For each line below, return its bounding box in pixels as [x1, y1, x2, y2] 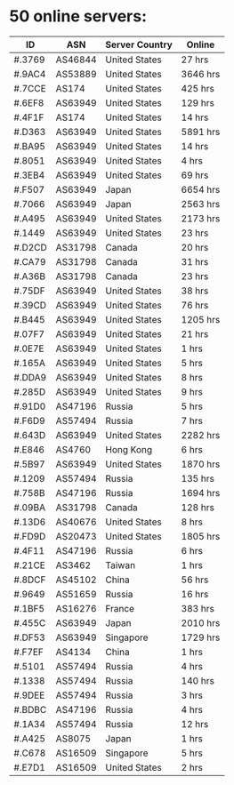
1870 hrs [181, 458, 221, 470]
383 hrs [181, 602, 215, 614]
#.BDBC [13, 703, 47, 716]
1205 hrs [181, 313, 221, 325]
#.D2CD [13, 241, 47, 253]
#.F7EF [13, 645, 44, 658]
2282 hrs [181, 429, 221, 441]
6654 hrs [181, 183, 221, 196]
